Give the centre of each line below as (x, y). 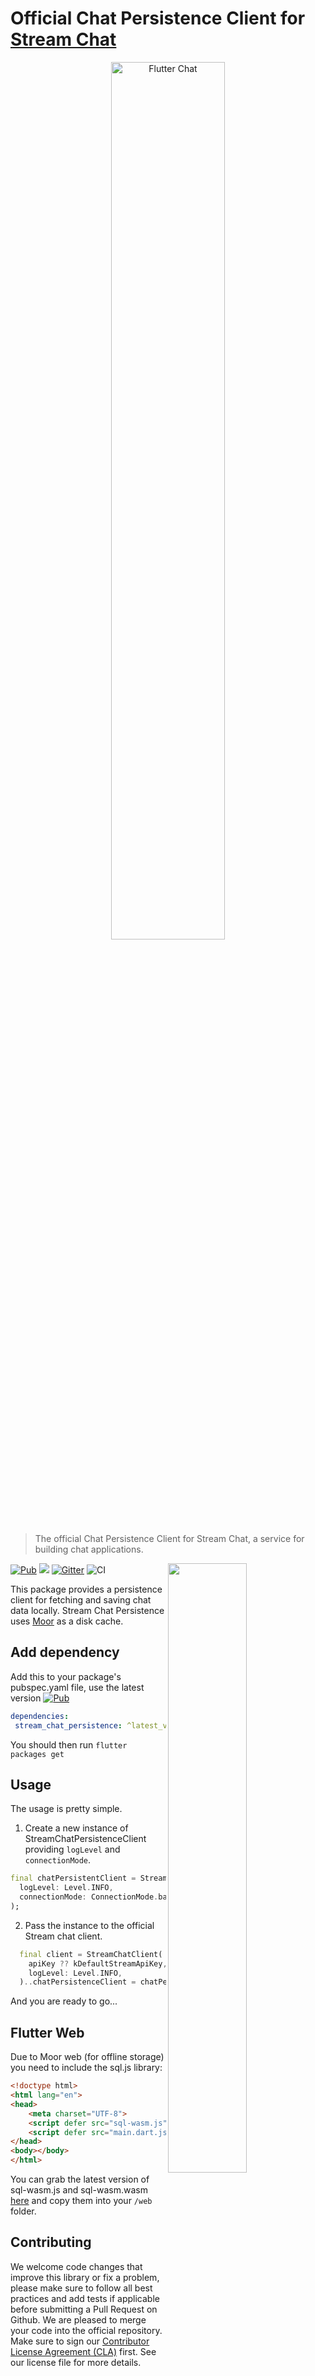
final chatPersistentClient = (73, 1878)
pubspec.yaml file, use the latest (77, 1687)
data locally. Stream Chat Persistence (87, 1610)
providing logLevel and (72, 1849)
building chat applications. (89, 1549)
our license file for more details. (76, 2362)
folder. (23, 2211)
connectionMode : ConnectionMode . (89, 1897)
